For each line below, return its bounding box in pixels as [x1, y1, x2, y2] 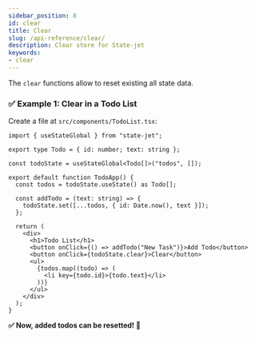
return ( [15, 223, 45, 231]
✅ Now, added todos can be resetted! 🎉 [8, 320, 141, 330]
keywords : [8, 49, 42, 57]
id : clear [8, 19, 42, 27]
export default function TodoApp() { [8, 173, 134, 182]
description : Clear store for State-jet [8, 42, 145, 50]
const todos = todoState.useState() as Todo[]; [15, 181, 177, 189]
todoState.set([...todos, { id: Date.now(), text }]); [22, 201, 209, 210]
